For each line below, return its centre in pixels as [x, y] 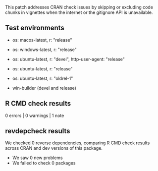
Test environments [35, 28]
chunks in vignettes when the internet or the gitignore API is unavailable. [79, 12]
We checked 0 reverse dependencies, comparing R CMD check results [78, 143]
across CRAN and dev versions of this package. [54, 148]
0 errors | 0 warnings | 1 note [35, 115]
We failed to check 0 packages [44, 163]
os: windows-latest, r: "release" [44, 50]
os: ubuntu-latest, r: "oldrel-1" [43, 78]
